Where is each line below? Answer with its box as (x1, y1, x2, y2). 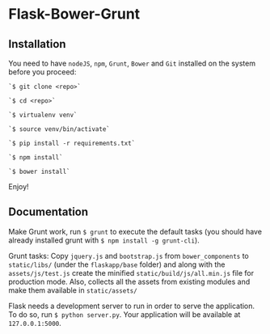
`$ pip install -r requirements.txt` (8, 139, 136, 147)
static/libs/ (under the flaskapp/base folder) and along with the (8, 260, 226, 269)
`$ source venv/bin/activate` (8, 125, 111, 133)
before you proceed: (8, 67, 77, 77)
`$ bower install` (8, 167, 70, 175)
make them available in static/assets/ (8, 285, 137, 295)
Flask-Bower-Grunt (8, 5, 141, 23)
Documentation (8, 205, 89, 219)
